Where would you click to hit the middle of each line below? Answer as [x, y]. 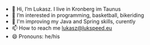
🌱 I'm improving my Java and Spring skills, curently [74, 21]
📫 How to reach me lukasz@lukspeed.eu [62, 28]
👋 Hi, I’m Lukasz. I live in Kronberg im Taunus [66, 9]
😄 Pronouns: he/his [36, 36]
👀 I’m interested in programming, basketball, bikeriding [78, 15]
